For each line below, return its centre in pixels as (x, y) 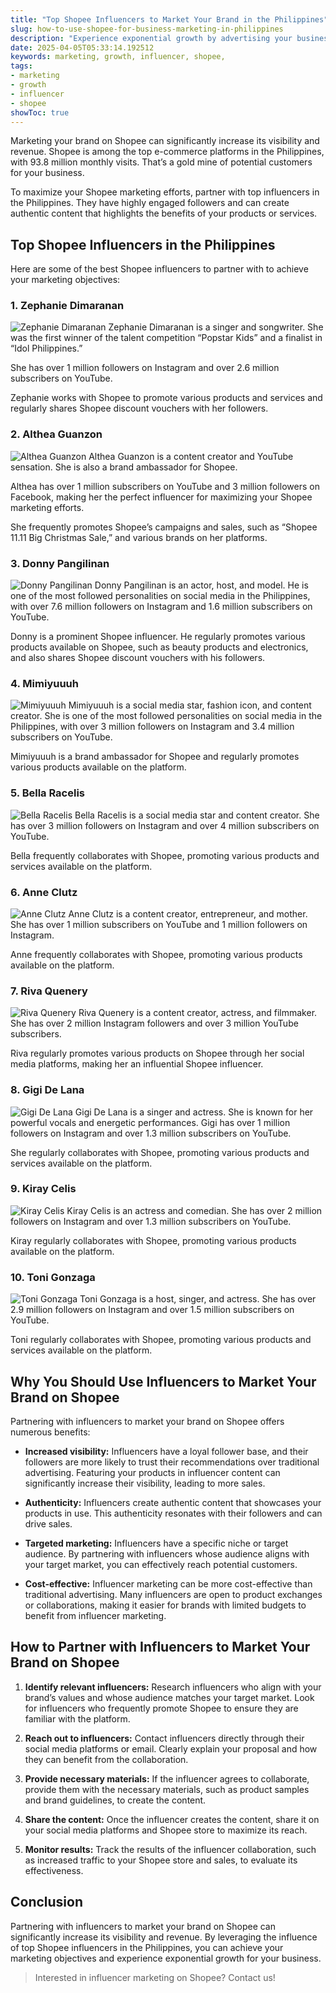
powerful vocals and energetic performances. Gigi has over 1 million (150, 1122)
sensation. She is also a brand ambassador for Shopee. (124, 467)
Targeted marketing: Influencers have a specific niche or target (156, 1543)
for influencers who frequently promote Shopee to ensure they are (161, 1708)
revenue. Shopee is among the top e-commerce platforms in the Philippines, (167, 152)
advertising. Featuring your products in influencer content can (152, 1472)
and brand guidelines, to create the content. (115, 1800)
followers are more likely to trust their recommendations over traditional (172, 1462)
